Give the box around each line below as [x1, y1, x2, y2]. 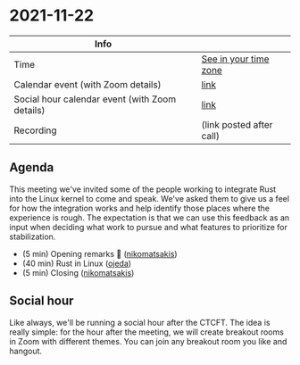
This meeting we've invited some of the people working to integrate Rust [9, 184, 277, 195]
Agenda [9, 160, 54, 175]
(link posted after [201, 118, 273, 130]
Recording [13, 124, 57, 137]
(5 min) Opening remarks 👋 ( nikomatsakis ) [21, 248, 178, 259]
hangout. [9, 345, 43, 356]
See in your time [201, 53, 270, 65]
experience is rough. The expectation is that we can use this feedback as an [9, 212, 290, 223]
